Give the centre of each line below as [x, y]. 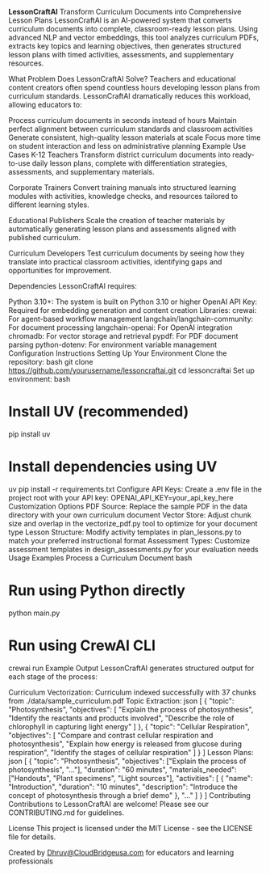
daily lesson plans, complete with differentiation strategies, [130, 163]
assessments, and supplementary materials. [81, 172]
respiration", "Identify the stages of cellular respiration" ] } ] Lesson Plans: [131, 752]
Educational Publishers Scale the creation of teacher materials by [117, 220]
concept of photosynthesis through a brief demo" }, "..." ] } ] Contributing [130, 795]
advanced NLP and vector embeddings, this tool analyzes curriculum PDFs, [134, 37]
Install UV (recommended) [99, 412]
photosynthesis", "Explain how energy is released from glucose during [125, 744]
